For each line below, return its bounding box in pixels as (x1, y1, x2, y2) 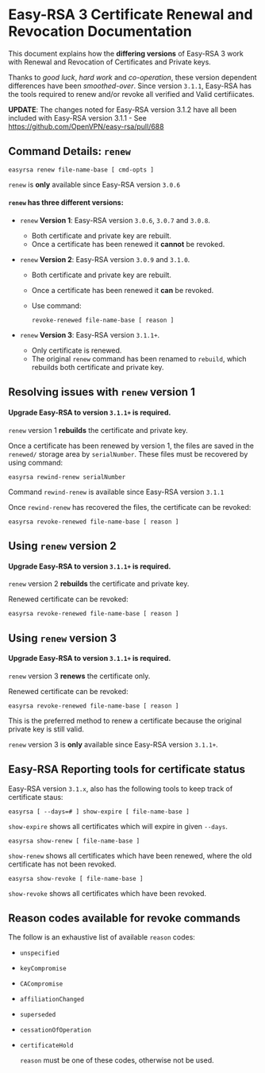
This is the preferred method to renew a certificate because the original (8, 716, 242, 725)
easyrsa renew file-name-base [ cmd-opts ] (8, 165, 155, 174)
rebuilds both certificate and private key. (31, 362, 164, 372)
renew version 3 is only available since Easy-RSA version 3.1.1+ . (8, 739, 218, 749)
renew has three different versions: (8, 198, 125, 207)
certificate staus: (8, 792, 63, 801)
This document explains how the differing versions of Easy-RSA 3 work (8, 48, 244, 58)
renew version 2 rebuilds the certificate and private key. (8, 579, 190, 589)
